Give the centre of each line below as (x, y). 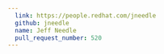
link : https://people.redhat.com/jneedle (86, 15)
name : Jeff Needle (46, 30)
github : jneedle (42, 23)
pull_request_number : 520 (59, 38)
